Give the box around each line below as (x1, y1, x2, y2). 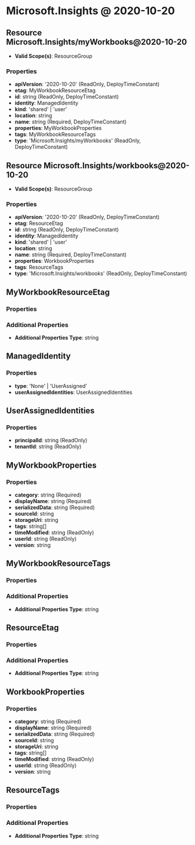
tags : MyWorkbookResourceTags (14, 131, 96, 138)
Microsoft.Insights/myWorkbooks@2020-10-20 (6, 37, 187, 47)
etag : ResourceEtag (14, 220, 64, 227)
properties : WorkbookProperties (14, 257, 94, 265)
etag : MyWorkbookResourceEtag (14, 87, 96, 94)
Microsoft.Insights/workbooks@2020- (43, 161, 190, 171)
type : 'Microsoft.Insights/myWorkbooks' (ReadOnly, (14, 137, 141, 144)
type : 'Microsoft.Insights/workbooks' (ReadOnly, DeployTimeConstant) (14, 270, 187, 277)
